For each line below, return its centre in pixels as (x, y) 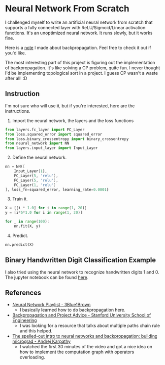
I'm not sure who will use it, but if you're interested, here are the (70, 106)
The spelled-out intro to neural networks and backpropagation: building (85, 336)
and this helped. (36, 331)
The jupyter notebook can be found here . (47, 277)
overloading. (32, 357)
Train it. (20, 199)
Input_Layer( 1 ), (31, 171)
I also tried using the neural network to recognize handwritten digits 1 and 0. (82, 272)
